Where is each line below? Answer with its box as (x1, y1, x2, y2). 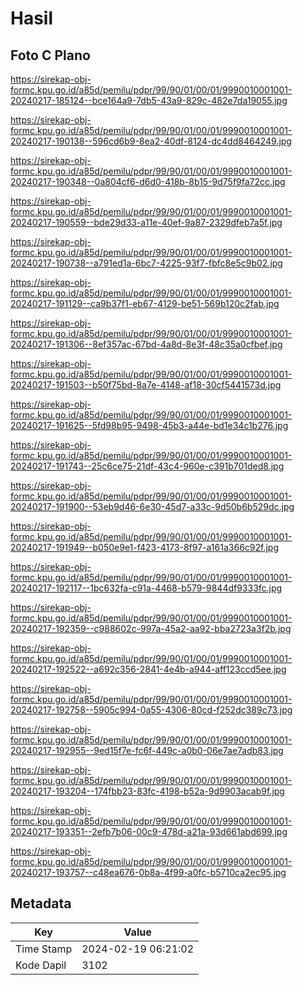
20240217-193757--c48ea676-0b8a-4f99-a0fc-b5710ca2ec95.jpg (10, 867, 287, 878)
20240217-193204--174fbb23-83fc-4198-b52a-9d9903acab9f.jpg (10, 785, 285, 797)
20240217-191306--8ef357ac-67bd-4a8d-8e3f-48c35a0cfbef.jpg (10, 338, 283, 350)
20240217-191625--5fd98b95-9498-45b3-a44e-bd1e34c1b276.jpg (10, 420, 289, 431)
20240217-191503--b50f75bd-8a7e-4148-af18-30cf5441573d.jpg (10, 379, 282, 391)
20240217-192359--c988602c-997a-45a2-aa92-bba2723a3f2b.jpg (10, 623, 292, 634)
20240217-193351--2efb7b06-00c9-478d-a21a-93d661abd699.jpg (10, 826, 288, 837)
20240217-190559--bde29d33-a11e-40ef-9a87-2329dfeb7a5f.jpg (10, 217, 283, 228)
